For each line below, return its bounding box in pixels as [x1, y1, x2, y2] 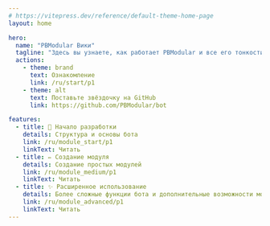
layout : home [8, 19, 52, 27]
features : [8, 116, 42, 124]
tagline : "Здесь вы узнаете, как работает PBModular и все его [15, 49, 231, 57]
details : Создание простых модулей [22, 160, 142, 169]
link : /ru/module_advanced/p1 [22, 198, 125, 206]
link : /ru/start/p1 [29, 78, 95, 87]
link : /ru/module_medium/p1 [22, 168, 117, 176]
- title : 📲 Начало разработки [15, 123, 117, 131]
